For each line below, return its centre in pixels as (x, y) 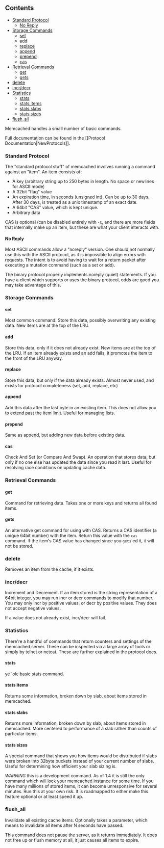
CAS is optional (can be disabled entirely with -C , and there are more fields (80, 222)
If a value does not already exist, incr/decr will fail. (56, 618)
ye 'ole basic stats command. (35, 674)
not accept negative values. (33, 609)
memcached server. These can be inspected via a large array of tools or (78, 646)
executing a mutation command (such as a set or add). (60, 265)
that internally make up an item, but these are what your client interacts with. (82, 227)
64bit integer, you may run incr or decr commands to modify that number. (79, 598)
